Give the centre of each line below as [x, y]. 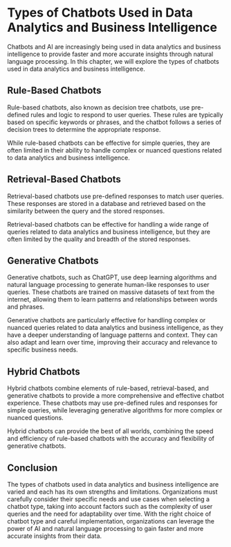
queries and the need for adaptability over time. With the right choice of [109, 514]
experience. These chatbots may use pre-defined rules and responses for [112, 403]
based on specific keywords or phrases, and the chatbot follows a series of [114, 122]
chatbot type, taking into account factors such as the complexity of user [110, 506]
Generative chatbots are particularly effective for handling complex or [107, 320]
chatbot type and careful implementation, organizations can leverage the [111, 521]
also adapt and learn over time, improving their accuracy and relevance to [112, 342]
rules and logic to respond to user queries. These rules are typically [127, 114]
